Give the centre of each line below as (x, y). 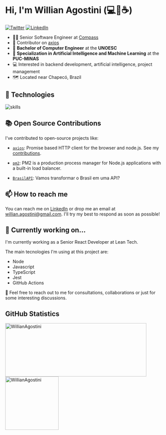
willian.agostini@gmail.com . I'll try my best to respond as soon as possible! (82, 214)
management (26, 71)
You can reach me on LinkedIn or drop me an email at (60, 209)
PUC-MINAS (26, 58)
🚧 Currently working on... (46, 230)
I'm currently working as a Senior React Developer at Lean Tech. (72, 242)
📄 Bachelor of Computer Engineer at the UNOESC (65, 48)
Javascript (23, 267)
